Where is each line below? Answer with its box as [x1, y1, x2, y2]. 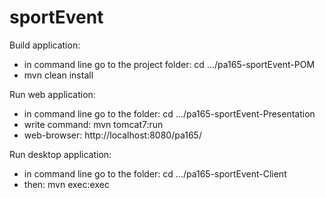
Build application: [9, 39, 81, 51]
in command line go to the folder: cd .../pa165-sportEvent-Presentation [23, 107, 316, 120]
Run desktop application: [9, 148, 112, 160]
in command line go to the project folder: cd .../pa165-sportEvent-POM [23, 58, 316, 70]
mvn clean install [23, 69, 94, 81]
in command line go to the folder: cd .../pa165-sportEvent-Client [23, 167, 287, 180]
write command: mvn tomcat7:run [23, 118, 164, 130]
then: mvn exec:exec [23, 178, 110, 190]
